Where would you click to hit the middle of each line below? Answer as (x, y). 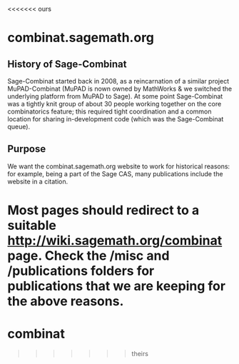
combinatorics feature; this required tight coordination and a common (110, 111)
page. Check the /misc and (88, 256)
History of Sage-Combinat (67, 64)
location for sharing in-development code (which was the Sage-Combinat (116, 119)
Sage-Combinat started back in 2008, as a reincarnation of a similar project (118, 81)
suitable (32, 226)
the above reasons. (66, 301)
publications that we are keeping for (117, 286)
